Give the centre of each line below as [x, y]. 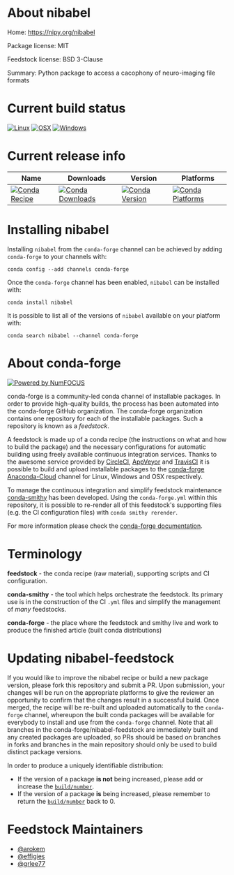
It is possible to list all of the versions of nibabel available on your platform [114, 315]
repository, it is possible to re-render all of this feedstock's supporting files [114, 505]
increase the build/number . [56, 786]
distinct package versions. [45, 751]
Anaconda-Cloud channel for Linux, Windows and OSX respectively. [105, 476]
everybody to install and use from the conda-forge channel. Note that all [110, 722]
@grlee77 [31, 863]
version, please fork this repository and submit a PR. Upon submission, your [116, 685]
